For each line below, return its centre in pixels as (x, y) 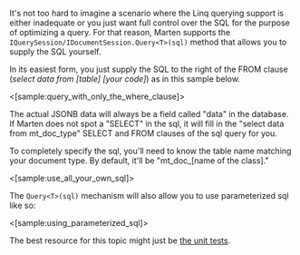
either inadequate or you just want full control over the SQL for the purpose (150, 23)
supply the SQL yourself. (55, 52)
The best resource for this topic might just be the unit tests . (120, 240)
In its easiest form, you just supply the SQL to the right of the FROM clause (149, 69)
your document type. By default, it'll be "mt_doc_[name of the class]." (139, 161)
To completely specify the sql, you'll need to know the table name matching (150, 151)
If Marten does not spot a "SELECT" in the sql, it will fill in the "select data (147, 123)
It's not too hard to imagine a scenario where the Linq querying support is (146, 13)
